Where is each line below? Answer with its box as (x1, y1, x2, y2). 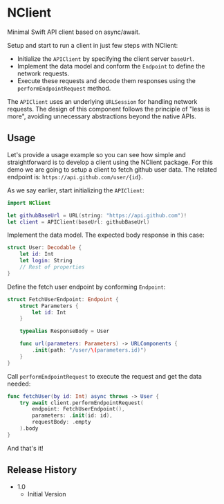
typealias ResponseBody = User (19, 327, 110, 335)
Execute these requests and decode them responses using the (17, 76, 196, 84)
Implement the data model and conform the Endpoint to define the (17, 62, 205, 70)
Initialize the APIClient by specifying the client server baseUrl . (17, 54, 195, 63)
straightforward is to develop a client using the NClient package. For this (7, 158, 213, 166)
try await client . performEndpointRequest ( (19, 399, 144, 406)
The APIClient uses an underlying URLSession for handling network (7, 97, 198, 105)
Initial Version (27, 489, 67, 498)
